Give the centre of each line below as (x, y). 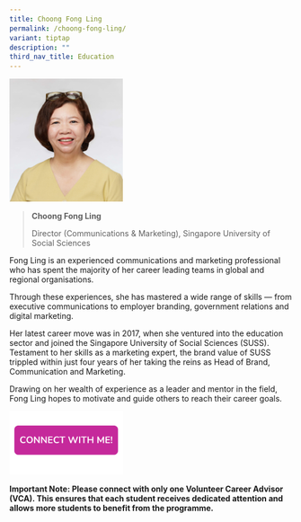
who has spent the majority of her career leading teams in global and (137, 270)
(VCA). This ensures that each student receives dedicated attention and (146, 499)
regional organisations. (52, 279)
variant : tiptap (40, 38)
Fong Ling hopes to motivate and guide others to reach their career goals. (146, 399)
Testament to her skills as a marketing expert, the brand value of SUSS (140, 353)
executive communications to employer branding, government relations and (149, 306)
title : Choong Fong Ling (56, 19)
